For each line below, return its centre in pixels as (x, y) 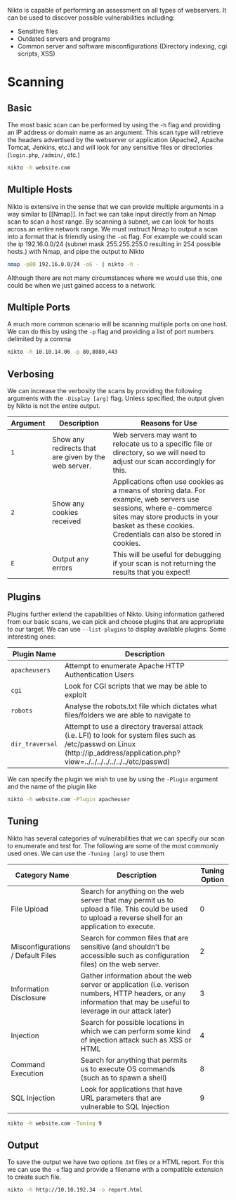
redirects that (74, 448)
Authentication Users (99, 675)
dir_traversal (34, 744)
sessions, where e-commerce (163, 508)
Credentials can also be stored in (167, 535)
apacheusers (31, 670)
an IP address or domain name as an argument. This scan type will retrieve (115, 132)
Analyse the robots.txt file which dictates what (141, 706)
